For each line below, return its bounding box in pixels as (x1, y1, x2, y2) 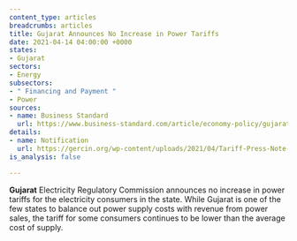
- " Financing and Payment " (9, 87, 117, 95)
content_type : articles (9, 12, 97, 22)
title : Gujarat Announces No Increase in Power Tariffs (9, 29, 219, 38)
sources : (9, 103, 42, 112)
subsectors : (9, 79, 53, 87)
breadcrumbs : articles (9, 21, 93, 30)
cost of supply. (9, 222, 64, 232)
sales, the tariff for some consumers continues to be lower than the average (9, 213, 286, 223)
